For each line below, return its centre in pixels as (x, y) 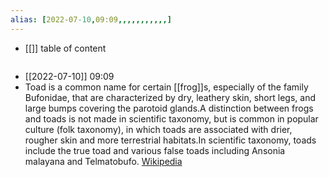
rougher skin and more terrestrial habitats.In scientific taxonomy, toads (170, 140)
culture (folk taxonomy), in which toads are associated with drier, (158, 129)
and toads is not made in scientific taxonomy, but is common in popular (171, 118)
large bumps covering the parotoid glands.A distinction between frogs (169, 108)
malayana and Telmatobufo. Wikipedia (103, 161)
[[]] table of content (65, 48)
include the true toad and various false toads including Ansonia (155, 150)
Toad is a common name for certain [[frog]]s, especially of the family (166, 87)
